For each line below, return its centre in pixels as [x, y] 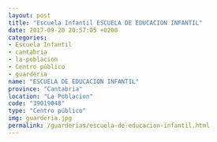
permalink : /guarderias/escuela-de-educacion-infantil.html [109, 125]
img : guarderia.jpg [40, 118]
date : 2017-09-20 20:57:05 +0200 [63, 30]
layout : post [30, 15]
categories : [28, 37]
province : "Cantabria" [45, 89]
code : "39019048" [37, 103]
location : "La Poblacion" [51, 96]
